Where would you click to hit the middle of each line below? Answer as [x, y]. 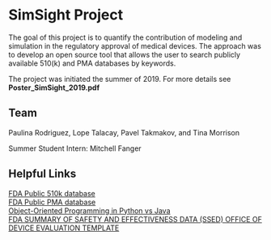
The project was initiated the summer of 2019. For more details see [120, 79]
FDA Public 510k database [52, 193]
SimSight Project [66, 15]
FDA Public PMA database [52, 202]
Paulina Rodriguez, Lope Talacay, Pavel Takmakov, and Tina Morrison [124, 132]
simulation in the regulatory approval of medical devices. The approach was [135, 45]
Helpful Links [42, 174]
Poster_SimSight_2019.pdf [54, 88]
